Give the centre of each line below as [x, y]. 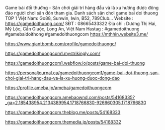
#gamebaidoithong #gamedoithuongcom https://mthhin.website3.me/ [77, 34]
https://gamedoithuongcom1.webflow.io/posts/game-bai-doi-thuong [75, 63]
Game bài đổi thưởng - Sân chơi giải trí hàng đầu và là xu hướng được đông [82, 8]
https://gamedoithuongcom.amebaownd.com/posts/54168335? [70, 97]
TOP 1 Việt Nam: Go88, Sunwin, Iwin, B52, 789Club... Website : [69, 18]
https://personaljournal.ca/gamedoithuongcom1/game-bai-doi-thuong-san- [82, 73]
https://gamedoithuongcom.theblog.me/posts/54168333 [63, 112]
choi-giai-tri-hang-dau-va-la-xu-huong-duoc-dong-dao [63, 78]
